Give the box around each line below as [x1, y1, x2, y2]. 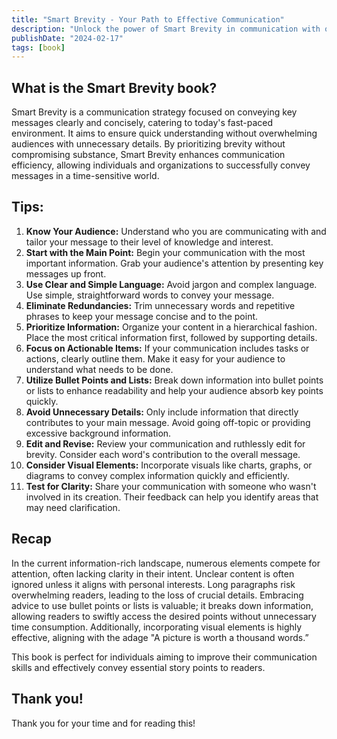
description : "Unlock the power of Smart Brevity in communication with [11, 24, 321, 34]
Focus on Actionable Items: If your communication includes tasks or [25, 342, 310, 354]
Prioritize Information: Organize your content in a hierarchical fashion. [25, 321, 318, 333]
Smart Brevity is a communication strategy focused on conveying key [11, 106, 298, 118]
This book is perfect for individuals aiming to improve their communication [11, 651, 318, 663]
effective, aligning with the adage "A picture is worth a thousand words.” [11, 631, 309, 643]
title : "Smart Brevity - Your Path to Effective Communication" [11, 14, 285, 25]
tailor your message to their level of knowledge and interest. [25, 236, 274, 248]
